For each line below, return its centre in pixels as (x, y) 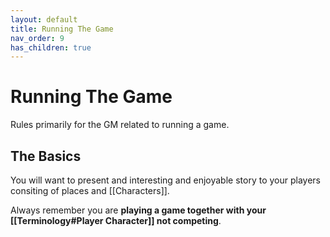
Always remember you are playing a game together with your (138, 210)
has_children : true (51, 47)
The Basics (46, 156)
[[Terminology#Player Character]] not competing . (116, 220)
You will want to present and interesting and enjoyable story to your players (165, 180)
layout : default (44, 19)
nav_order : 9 (37, 38)
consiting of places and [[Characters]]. (90, 190)
